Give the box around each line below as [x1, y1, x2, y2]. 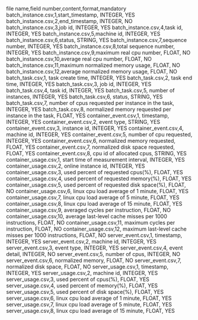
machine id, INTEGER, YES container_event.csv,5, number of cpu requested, [6, 131, 193, 138]
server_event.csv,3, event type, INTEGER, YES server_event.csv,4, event [6, 244, 183, 251]
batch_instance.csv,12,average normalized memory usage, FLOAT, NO [6, 68, 178, 75]
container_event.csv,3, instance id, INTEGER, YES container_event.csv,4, [6, 124, 184, 132]
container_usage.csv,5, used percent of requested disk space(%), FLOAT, [6, 181, 186, 188]
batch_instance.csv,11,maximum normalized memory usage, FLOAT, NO [6, 62, 181, 69]
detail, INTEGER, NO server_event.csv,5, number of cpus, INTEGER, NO [6, 251, 181, 257]
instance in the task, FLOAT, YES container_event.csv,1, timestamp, [6, 112, 170, 119]
